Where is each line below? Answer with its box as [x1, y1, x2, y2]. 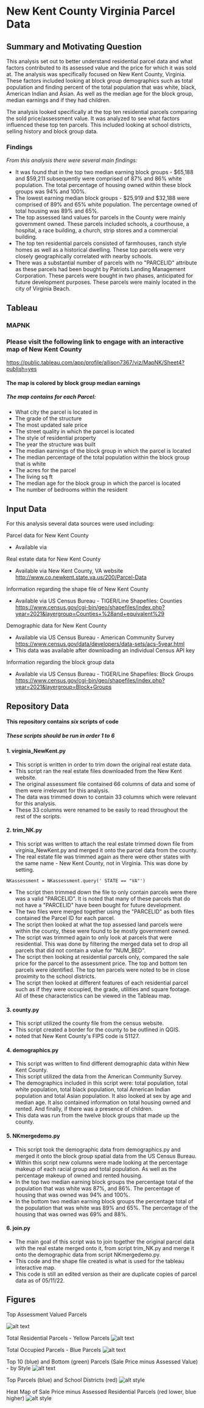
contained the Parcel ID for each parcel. [15, 914, 116, 922]
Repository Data [6, 701, 69, 711]
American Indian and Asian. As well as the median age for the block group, [6, 90, 194, 97]
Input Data [6, 504, 47, 514]
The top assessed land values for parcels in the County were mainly [15, 214, 186, 221]
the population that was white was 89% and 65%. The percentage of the [15, 1204, 198, 1211]
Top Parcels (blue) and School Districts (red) [6, 1376, 118, 1384]
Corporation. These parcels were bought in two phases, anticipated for [15, 272, 194, 280]
